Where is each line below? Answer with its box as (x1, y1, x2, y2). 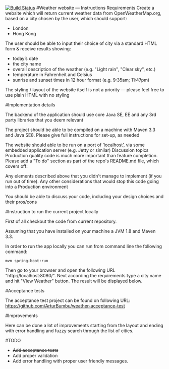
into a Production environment (5, 184, 68, 190)
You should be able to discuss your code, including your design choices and (5, 194, 164, 199)
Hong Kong (12, 31, 36, 36)
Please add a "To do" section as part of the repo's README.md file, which (5, 158, 159, 164)
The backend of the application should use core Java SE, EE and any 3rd (5, 111, 156, 117)
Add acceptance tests (12, 347, 59, 353)
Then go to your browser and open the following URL (5, 267, 116, 273)
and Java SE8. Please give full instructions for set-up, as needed (5, 132, 140, 138)
